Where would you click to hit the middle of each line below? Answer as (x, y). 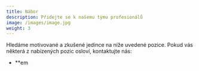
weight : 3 (19, 28)
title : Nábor (22, 12)
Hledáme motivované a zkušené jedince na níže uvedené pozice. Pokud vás (99, 45)
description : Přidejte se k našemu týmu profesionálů (75, 17)
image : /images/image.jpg (38, 22)
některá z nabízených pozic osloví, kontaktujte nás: (69, 51)
